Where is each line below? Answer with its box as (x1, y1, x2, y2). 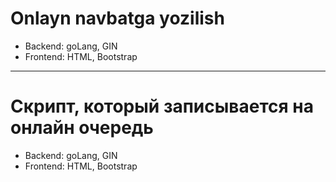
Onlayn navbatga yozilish (10, 7, 225, 30)
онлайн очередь (10, 117, 154, 139)
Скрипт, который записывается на (10, 95, 314, 118)
